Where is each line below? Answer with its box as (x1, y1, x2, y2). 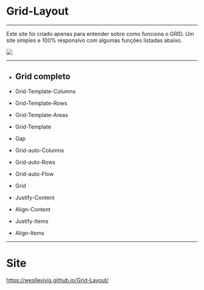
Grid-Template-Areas (15, 111, 69, 118)
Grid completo (15, 71, 71, 82)
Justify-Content (15, 194, 55, 201)
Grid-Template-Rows (15, 99, 68, 107)
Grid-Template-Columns (15, 87, 76, 95)
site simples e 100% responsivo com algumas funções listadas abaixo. (6, 37, 183, 44)
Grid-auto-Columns (15, 146, 64, 154)
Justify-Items (15, 217, 49, 225)
